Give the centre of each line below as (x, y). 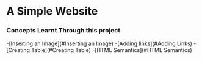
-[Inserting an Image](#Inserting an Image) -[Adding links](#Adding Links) (99, 43)
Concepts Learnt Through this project (63, 31)
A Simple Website (52, 11)
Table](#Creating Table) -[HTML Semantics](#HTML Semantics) (112, 50)
